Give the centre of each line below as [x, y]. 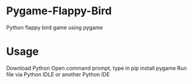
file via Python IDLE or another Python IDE [58, 74]
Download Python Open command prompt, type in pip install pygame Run [96, 68]
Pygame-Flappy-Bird [59, 11]
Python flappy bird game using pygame [55, 27]
